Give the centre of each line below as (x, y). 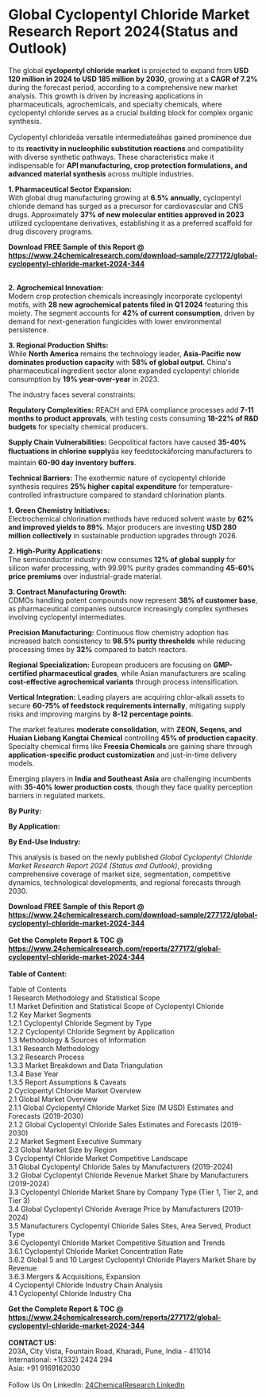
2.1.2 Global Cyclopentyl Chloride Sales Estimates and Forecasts (113, 1124)
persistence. (29, 330)
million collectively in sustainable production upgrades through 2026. (123, 535)
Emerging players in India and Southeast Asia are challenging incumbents (130, 778)
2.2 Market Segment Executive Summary (75, 1141)
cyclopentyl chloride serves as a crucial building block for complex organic (131, 112)
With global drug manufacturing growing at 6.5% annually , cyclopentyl (125, 197)
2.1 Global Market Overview (53, 1099)
